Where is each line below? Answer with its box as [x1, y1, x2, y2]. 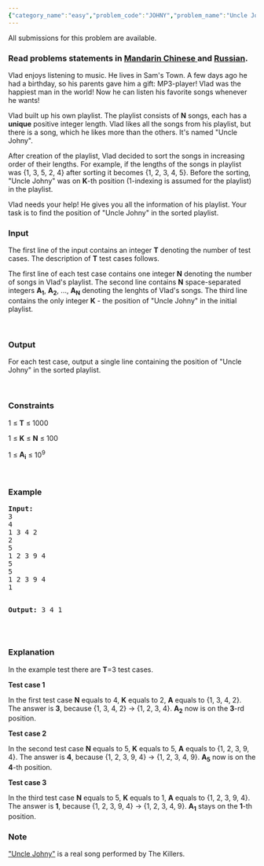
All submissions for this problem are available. [8, 33, 157, 42]
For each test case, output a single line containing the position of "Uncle [8, 357, 242, 366]
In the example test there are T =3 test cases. [8, 665, 153, 674]
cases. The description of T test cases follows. [8, 254, 159, 263]
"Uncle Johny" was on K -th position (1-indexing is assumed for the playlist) [8, 176, 252, 185]
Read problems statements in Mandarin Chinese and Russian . [8, 53, 248, 64]
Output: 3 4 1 [8, 606, 63, 615]
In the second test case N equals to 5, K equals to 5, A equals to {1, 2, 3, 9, [8, 744, 250, 754]
